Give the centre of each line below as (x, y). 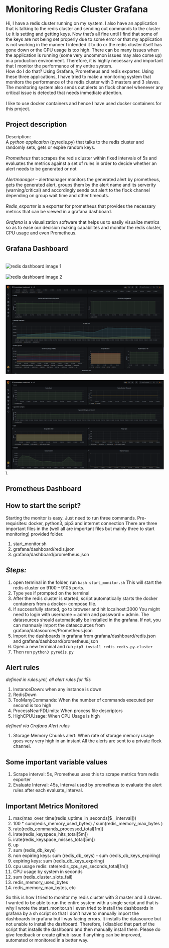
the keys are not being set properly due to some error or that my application (84, 39)
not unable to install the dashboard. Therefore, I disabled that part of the (80, 924)
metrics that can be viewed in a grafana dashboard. (59, 211)
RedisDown (25, 695)
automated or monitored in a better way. (47, 940)
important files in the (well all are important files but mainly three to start (80, 529)
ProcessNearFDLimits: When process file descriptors (68, 711)
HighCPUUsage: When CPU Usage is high (56, 716)
